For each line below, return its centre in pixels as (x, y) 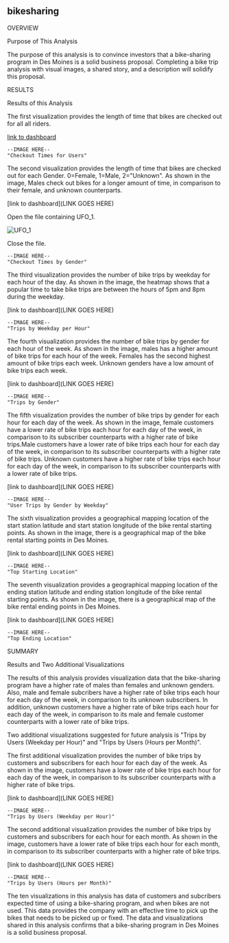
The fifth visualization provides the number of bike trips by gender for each (113, 415)
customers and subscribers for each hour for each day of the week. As (107, 762)
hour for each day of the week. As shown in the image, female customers (110, 422)
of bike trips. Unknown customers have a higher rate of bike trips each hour (114, 459)
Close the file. (27, 243)
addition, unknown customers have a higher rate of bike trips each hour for (113, 707)
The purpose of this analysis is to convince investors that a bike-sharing (109, 54)
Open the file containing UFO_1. (51, 216)
